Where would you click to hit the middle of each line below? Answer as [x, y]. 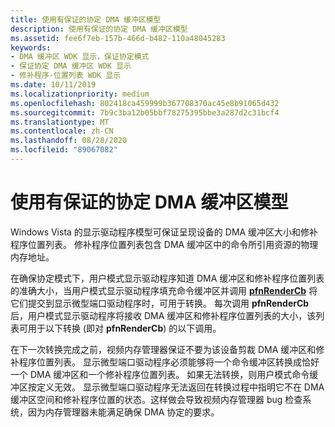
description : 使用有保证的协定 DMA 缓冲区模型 [99, 29]
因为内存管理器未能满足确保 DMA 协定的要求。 [123, 412]
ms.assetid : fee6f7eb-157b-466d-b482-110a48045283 [118, 38]
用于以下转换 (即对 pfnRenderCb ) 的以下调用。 [124, 328]
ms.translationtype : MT [60, 122]
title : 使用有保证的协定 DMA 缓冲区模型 [86, 19]
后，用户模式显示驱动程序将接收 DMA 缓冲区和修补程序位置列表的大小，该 [163, 315]
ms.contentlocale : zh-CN [62, 131]
